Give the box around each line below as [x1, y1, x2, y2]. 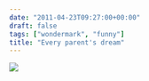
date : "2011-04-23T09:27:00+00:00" [9, 12, 141, 22]
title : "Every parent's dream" [9, 37, 125, 47]
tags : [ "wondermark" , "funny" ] [9, 29, 125, 38]
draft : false [9, 21, 58, 30]
